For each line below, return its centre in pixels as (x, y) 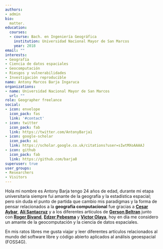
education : (16, 28)
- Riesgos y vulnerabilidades (36, 73)
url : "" (17, 96)
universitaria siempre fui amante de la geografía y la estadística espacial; (78, 196)
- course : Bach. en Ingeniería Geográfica (53, 37)
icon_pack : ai (24, 141)
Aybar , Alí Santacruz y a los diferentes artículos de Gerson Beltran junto (78, 212)
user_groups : (18, 168)
